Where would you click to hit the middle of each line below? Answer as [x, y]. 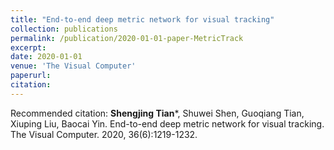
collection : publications [64, 29]
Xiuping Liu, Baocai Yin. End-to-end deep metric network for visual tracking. [167, 123]
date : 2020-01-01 [46, 57]
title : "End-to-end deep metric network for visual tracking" [142, 19]
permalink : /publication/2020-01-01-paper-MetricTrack [127, 38]
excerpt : [28, 47]
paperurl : [31, 76]
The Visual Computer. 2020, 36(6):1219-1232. [104, 134]
